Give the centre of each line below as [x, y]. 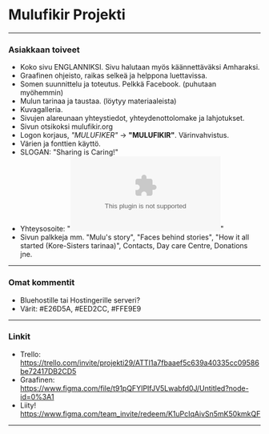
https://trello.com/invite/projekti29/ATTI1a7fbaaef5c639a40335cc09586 [140, 363]
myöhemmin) [42, 93]
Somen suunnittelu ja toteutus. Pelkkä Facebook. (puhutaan [118, 84]
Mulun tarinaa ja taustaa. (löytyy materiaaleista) [98, 101]
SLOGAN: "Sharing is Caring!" [69, 152]
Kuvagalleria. [41, 110]
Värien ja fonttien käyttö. [60, 144]
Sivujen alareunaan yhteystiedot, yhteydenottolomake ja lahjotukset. [132, 119]
